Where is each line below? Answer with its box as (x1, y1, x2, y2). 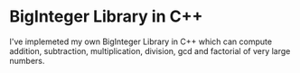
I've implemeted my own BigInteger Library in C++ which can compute (9, 36, 273, 47)
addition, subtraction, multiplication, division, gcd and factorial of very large (9, 45, 291, 56)
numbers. (9, 55, 45, 66)
